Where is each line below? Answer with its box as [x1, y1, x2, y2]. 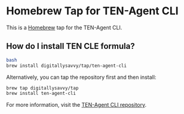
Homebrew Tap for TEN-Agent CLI [6, 4, 179, 18]
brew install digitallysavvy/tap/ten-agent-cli [6, 63, 127, 69]
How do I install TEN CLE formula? [6, 41, 136, 51]
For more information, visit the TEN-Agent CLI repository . [6, 101, 147, 109]
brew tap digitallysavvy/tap [6, 85, 79, 91]
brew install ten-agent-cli [6, 91, 76, 97]
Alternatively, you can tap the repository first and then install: [6, 73, 157, 81]
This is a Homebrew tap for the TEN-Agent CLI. [6, 24, 122, 31]
